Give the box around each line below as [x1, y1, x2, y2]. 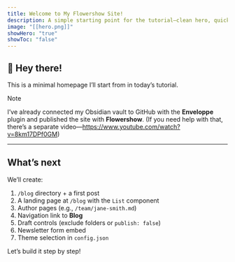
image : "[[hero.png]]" [7, 23, 73, 30]
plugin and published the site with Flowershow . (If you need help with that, [7, 115, 224, 123]
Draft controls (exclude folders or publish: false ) [17, 218, 161, 227]
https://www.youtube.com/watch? [82, 122, 180, 131]
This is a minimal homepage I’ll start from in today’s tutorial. [7, 80, 178, 89]
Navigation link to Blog [17, 211, 83, 219]
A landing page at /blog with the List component [17, 196, 159, 205]
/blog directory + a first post [17, 189, 100, 197]
